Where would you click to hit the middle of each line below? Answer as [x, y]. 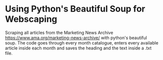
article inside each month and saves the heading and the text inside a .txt [78, 48]
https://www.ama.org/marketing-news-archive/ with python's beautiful [76, 38]
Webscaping [31, 19]
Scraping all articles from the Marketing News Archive [59, 32]
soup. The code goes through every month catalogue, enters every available [82, 43]
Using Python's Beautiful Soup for [75, 9]
